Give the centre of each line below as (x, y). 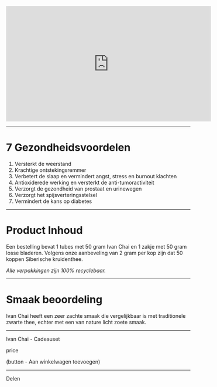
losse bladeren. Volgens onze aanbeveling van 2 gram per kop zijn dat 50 (94, 253)
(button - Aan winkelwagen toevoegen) (53, 361)
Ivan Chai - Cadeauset (33, 339)
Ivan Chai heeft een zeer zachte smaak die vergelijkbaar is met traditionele (96, 315)
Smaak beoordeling (54, 300)
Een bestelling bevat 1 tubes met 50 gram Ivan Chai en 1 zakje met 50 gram (97, 246)
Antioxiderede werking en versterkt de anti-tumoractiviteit (84, 182)
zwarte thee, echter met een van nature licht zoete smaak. (76, 322)
